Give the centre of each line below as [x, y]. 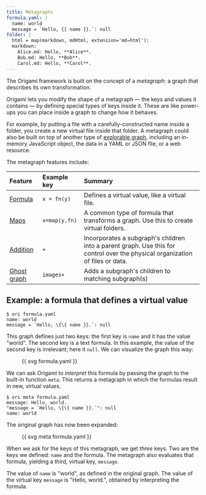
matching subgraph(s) [116, 278]
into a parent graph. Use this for [129, 246]
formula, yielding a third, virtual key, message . [63, 462]
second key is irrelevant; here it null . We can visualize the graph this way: [100, 349]
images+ [54, 274]
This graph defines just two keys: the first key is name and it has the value [98, 336]
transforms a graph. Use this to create [138, 220]
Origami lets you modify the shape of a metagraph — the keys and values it [101, 99]
